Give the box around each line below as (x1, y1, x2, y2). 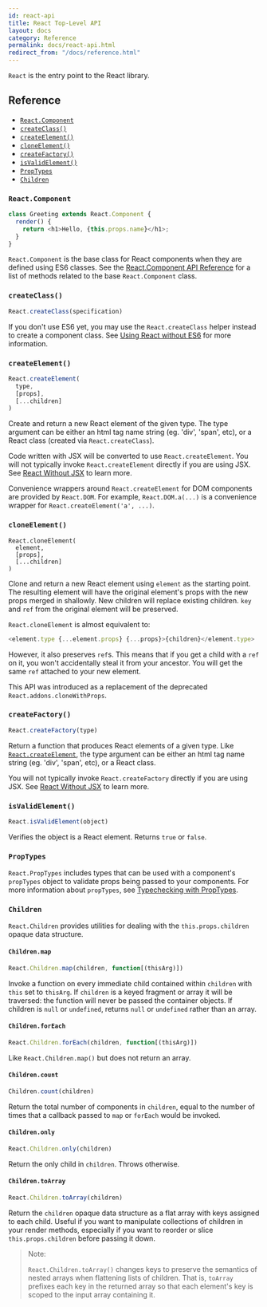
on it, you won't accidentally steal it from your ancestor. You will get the (8, 657, 243, 667)
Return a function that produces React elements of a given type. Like (8, 740, 234, 750)
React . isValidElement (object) (8, 817, 109, 826)
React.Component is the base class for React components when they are (8, 255, 242, 264)
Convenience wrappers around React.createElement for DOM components (8, 484, 253, 493)
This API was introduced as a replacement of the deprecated (8, 681, 208, 691)
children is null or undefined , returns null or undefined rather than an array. (8, 1004, 257, 1013)
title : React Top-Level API (8, 19, 102, 27)
